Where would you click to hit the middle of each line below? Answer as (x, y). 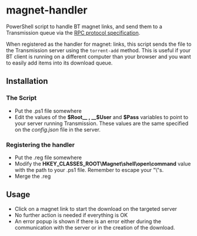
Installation (27, 81)
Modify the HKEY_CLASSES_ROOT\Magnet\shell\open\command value (103, 163)
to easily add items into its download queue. (59, 63)
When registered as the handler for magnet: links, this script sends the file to (99, 44)
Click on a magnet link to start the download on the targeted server (96, 208)
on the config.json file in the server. (58, 129)
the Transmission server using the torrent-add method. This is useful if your (98, 50)
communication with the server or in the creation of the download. (95, 227)
